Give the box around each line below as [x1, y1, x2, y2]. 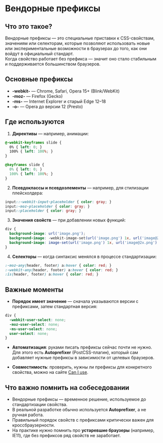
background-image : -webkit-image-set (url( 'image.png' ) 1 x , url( [9, 236, 142, 240]
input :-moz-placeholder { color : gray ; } [5, 204, 90, 209]
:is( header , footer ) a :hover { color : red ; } [5, 272, 98, 277]
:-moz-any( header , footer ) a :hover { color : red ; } [5, 263, 112, 268]
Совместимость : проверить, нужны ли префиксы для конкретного [12, 364, 152, 370]
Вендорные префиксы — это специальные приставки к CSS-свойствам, [5, 35, 155, 41]
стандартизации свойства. [12, 402, 68, 407]
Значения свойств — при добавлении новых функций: [12, 217, 126, 223]
